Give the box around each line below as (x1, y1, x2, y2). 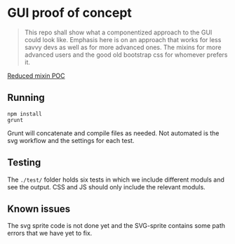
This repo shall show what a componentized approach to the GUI (24, 28, 213, 36)
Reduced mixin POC (7, 72, 65, 80)
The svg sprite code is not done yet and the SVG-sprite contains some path (7, 222, 226, 230)
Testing (7, 156, 41, 169)
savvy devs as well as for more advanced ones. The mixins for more (24, 43, 222, 51)
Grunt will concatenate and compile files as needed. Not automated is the (7, 128, 220, 137)
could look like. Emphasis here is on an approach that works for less (24, 35, 222, 43)
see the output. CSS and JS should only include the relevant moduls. (7, 182, 206, 191)
